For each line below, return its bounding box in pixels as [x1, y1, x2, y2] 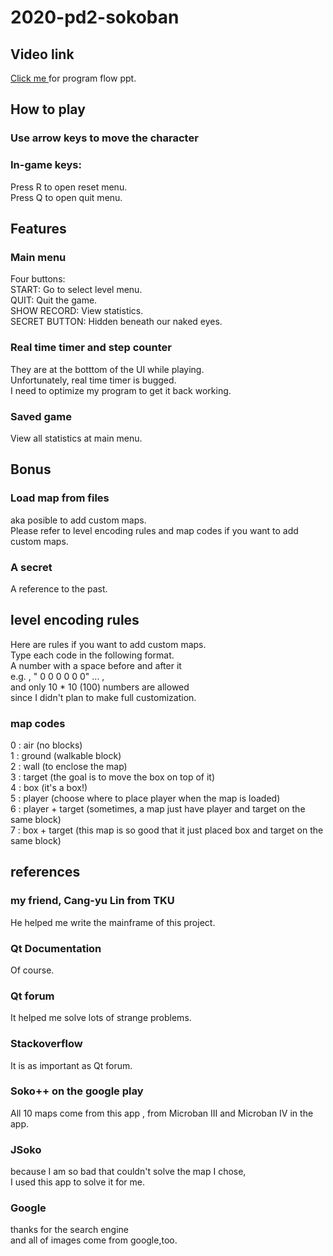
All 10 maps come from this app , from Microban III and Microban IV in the [10, 1107, 314, 1119]
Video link [10, 46, 75, 63]
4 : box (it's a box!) [10, 781, 88, 793]
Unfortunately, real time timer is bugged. [10, 374, 177, 386]
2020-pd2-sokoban [10, 6, 180, 29]
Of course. [10, 964, 55, 976]
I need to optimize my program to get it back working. [10, 384, 232, 396]
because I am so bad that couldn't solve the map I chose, [10, 1166, 247, 1178]
